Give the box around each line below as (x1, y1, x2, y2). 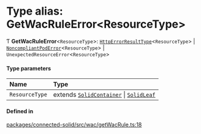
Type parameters (6, 64, 51, 72)
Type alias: (6, 4, 63, 18)
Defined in (6, 107, 34, 114)
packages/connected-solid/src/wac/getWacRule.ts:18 (6, 121, 142, 128)
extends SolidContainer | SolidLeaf (53, 91, 156, 99)
